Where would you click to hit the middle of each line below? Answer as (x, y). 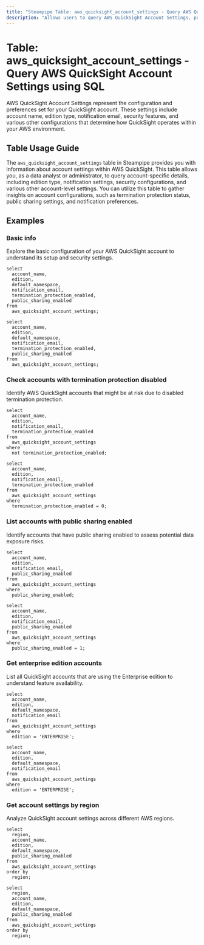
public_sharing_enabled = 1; (49, 648)
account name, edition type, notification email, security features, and (93, 116)
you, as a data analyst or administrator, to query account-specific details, (98, 176)
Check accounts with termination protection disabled (87, 379)
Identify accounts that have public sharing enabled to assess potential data (100, 535)
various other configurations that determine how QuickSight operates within (101, 123)
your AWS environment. (36, 129)
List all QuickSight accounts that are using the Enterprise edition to (90, 676)
